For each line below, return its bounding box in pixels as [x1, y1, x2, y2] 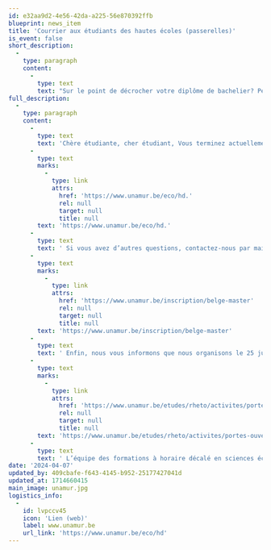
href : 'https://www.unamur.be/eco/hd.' [59, 191, 194, 200]
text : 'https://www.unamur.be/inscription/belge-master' [37, 327, 232, 335]
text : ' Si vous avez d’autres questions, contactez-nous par [37, 244, 251, 252]
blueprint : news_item [8, 19, 81, 27]
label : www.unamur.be [23, 522, 95, 530]
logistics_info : [8, 491, 63, 500]
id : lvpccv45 [23, 506, 67, 515]
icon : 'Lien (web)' [23, 514, 89, 523]
